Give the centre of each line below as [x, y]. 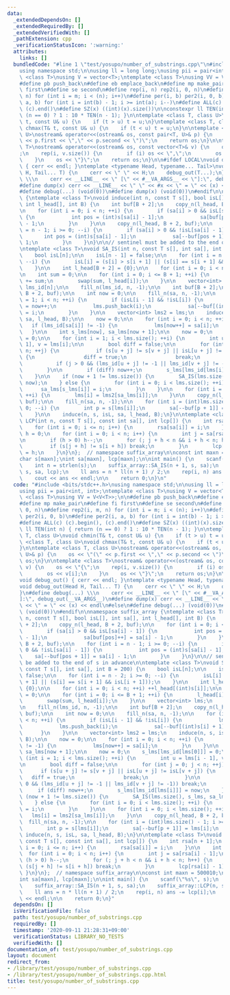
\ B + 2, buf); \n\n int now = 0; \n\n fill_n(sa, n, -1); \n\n [117, 294]
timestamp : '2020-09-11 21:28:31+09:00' [72, 930]
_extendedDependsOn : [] [47, 20]
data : [15, 13]
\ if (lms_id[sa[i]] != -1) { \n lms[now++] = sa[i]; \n [119, 325]
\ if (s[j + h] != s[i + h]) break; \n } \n [104, 446]
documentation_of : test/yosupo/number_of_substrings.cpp [90, 949]
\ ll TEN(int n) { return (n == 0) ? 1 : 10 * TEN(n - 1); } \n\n [115, 529]
